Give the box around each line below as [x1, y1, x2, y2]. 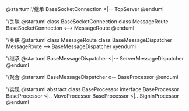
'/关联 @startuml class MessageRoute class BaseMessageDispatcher [6, 37, 173, 43]
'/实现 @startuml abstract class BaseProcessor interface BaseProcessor [6, 86, 180, 92]
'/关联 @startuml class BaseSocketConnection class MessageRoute [6, 18, 169, 25]
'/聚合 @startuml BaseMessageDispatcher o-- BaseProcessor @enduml [6, 74, 179, 80]
